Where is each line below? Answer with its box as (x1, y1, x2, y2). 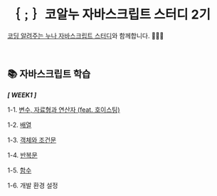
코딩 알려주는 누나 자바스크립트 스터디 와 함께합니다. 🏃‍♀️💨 (7, 31, 164, 40)
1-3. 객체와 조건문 (7, 135, 57, 144)
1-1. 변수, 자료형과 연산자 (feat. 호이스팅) (7, 105, 120, 114)
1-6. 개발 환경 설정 (7, 181, 58, 190)
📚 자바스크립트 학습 (7, 68, 91, 81)
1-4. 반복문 (7, 150, 38, 159)
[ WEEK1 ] (7, 91, 37, 99)
